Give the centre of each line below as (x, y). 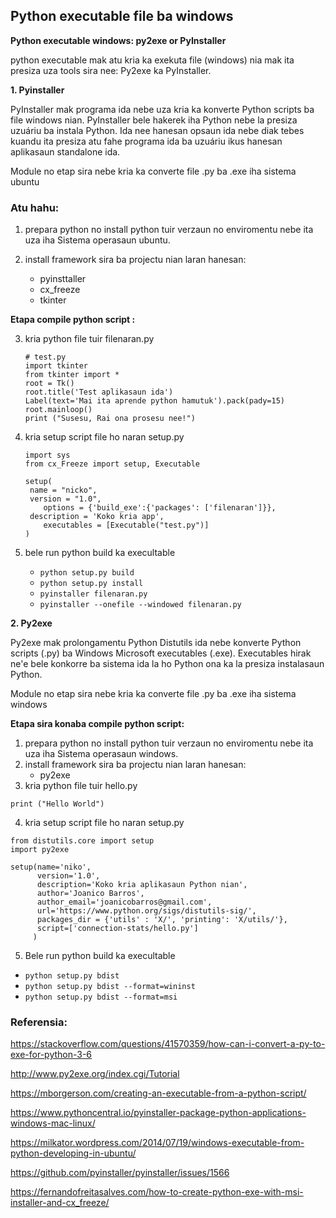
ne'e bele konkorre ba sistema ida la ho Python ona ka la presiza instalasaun (167, 664)
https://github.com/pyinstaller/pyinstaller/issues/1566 (120, 1173)
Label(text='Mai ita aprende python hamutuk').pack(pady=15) (155, 401)
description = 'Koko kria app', (97, 517)
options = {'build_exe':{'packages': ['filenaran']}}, (160, 508)
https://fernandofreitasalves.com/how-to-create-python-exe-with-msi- (157, 1192)
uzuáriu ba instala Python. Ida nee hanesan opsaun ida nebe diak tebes (157, 130)
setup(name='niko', (51, 867)
